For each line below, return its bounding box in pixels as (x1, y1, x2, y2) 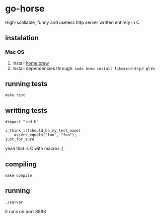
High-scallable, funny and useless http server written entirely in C (5, 19, 140, 25)
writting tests (5, 106, 48, 115)
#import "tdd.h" (5, 120, 39, 125)
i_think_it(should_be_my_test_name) (5, 128, 81, 133)
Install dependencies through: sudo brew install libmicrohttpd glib (12, 65, 155, 71)
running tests (5, 80, 48, 88)
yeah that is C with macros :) (5, 146, 64, 151)
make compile (5, 173, 32, 178)
